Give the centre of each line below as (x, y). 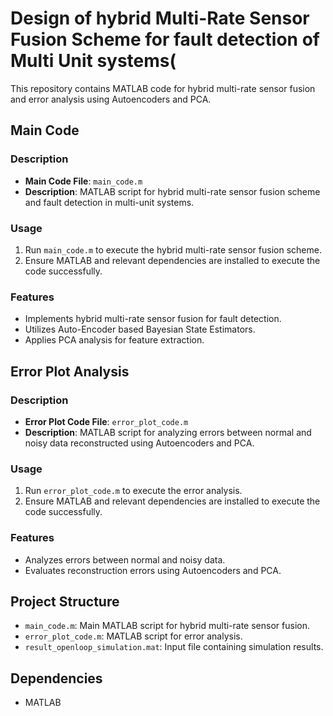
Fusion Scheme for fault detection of (165, 39)
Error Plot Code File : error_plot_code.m (106, 421)
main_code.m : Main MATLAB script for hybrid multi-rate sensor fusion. (167, 626)
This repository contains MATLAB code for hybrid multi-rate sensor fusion (163, 88)
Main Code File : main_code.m (83, 181)
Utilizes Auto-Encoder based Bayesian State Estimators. (140, 329)
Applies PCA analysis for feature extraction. (114, 340)
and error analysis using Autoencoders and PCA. (111, 99)
